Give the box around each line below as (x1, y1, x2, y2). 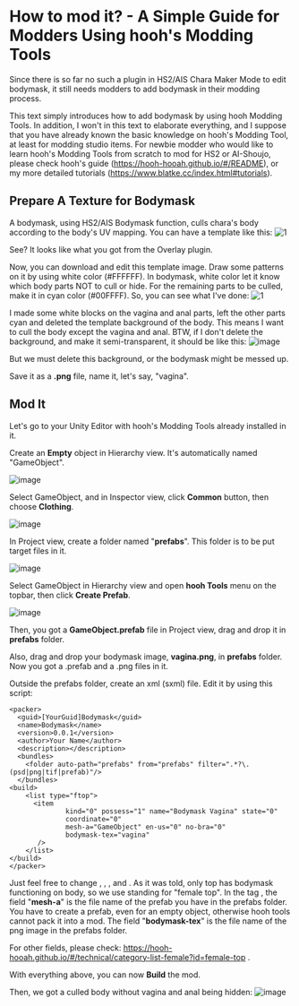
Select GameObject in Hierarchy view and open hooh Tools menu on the (9, 580, 277, 590)
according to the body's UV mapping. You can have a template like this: (9, 227, 273, 237)
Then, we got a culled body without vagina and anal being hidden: (9, 986, 253, 997)
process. (9, 92, 42, 104)
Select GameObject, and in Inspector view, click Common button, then (9, 491, 269, 503)
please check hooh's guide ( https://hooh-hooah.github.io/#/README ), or (9, 158, 279, 168)
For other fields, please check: (9, 942, 122, 953)
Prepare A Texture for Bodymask (9, 193, 195, 209)
